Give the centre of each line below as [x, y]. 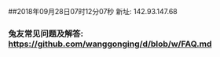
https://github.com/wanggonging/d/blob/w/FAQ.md [110, 44]
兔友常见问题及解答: [46, 34]
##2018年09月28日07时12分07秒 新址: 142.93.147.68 [93, 11]
